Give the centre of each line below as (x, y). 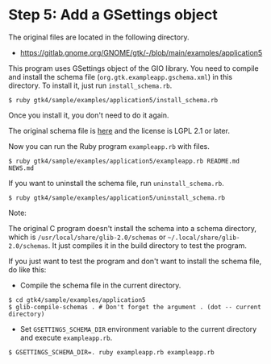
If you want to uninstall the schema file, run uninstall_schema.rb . (116, 183)
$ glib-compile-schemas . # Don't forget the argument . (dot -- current (135, 307)
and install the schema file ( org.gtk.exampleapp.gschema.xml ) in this (121, 77)
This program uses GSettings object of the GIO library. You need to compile (134, 68)
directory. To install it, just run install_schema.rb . (90, 85)
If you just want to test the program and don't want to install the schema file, (135, 261)
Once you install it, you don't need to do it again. (89, 115)
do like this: (27, 269)
